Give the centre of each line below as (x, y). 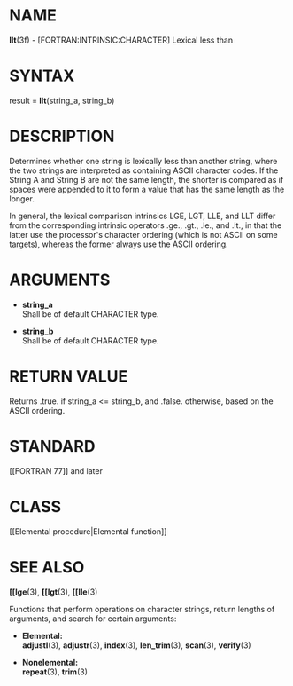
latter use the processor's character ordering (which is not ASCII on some (143, 234)
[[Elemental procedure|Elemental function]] (88, 531)
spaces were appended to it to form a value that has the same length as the (147, 189)
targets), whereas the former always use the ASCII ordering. (119, 244)
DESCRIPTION (62, 136)
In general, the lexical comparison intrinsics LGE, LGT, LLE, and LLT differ (143, 216)
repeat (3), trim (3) (55, 672)
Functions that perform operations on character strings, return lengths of (142, 609)
